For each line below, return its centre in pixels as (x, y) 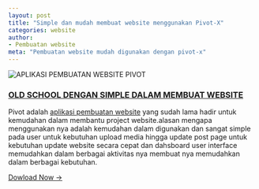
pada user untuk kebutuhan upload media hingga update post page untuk (128, 137)
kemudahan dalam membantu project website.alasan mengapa (110, 120)
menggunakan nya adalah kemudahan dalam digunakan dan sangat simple (129, 129)
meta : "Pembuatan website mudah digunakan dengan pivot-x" (107, 52)
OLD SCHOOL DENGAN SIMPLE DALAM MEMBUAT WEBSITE (126, 94)
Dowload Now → (36, 177)
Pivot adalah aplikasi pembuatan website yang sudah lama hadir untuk (122, 112)
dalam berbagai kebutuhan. (53, 162)
